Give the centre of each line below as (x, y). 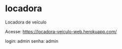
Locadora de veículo (26, 22)
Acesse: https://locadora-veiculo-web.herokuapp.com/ (61, 31)
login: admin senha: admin (32, 41)
